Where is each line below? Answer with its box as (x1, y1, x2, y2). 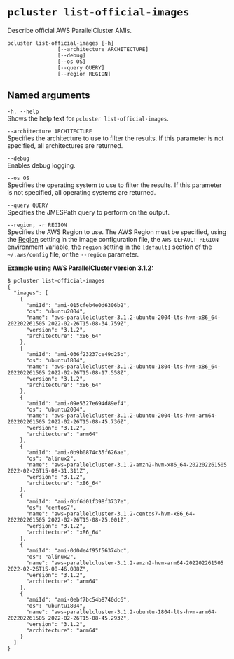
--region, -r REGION (7, 222, 68, 229)
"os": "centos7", (25, 504, 77, 511)
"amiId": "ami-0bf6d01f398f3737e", (25, 498, 130, 505)
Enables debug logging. (7, 161, 76, 170)
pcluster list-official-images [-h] (7, 39, 114, 47)
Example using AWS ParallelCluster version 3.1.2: (7, 264, 154, 272)
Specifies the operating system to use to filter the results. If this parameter (7, 181, 222, 189)
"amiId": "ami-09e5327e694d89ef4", (25, 400, 130, 407)
